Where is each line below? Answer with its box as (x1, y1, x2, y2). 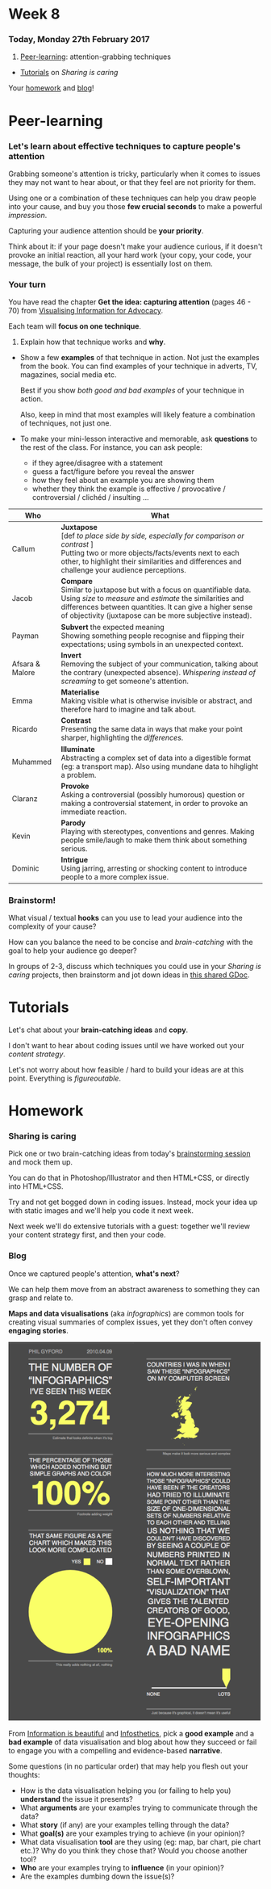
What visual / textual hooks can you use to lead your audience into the (8, 913, 244, 923)
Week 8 (8, 5, 60, 23)
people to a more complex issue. (60, 872, 169, 882)
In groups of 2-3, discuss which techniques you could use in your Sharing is (8, 962, 262, 972)
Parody (60, 818, 86, 828)
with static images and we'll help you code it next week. (8, 1206, 194, 1215)
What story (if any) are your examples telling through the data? (19, 1820, 230, 1829)
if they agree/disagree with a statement (31, 458, 163, 468)
